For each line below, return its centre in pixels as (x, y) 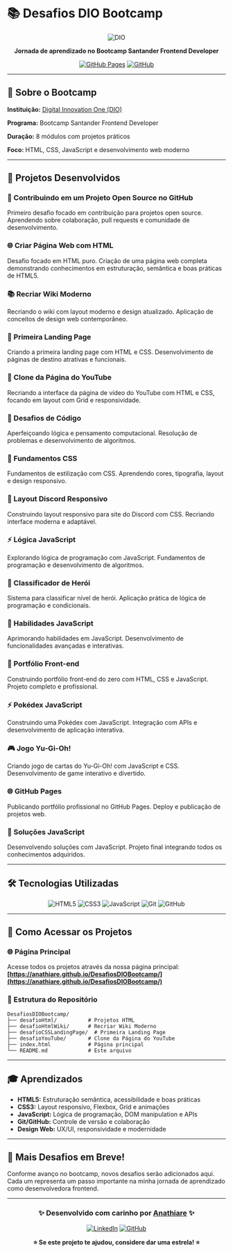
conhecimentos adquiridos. (46, 854)
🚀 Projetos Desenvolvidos (64, 178)
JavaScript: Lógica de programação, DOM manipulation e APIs (107, 1114)
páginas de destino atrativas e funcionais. (67, 360)
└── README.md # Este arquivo (69, 1050)
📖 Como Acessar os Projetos (70, 932)
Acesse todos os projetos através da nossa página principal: (93, 967)
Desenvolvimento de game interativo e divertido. (77, 773)
